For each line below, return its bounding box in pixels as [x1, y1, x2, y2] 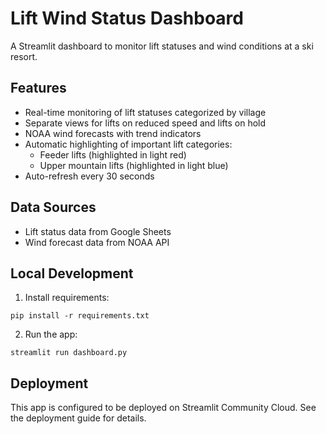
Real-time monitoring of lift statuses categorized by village [24, 106, 267, 118]
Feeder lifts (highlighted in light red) [39, 148, 187, 161]
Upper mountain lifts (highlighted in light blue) [39, 159, 229, 171]
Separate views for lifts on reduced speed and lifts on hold [24, 117, 267, 129]
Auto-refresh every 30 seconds [24, 170, 155, 182]
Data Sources [10, 199, 97, 216]
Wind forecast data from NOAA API [24, 236, 170, 248]
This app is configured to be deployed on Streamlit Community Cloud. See [10, 402, 317, 414]
